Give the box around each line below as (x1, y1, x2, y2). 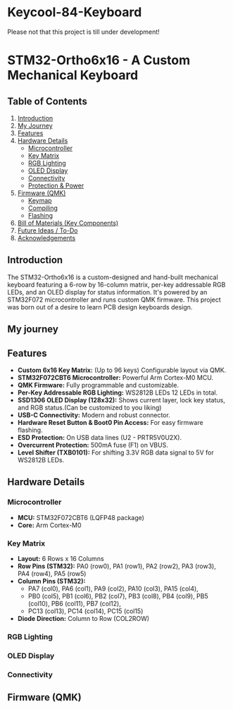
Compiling (27, 204, 58, 212)
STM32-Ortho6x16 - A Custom (7, 52, 191, 68)
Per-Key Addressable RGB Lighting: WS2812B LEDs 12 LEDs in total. (17, 388, 218, 397)
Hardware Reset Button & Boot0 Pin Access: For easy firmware (17, 418, 203, 426)
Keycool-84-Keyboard (7, 4, 142, 20)
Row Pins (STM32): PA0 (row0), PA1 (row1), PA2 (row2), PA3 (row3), (17, 562, 216, 570)
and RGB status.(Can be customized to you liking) (17, 403, 162, 412)
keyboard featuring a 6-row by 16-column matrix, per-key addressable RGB (7, 280, 226, 289)
